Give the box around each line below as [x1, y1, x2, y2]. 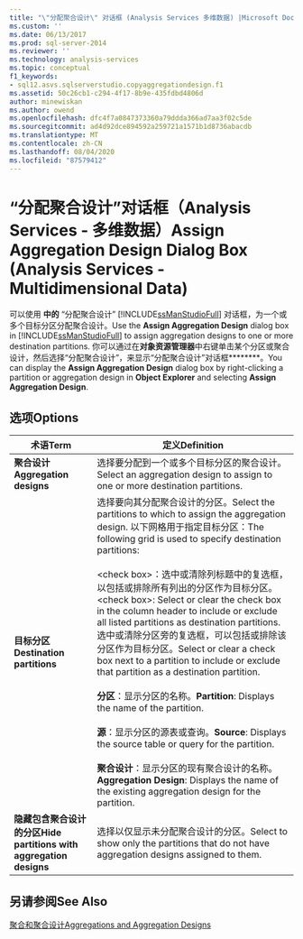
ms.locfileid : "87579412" [9, 155, 106, 165]
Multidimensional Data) [9, 278, 188, 299]
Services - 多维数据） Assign [9, 220, 225, 240]
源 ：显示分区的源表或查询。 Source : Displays [96, 726, 287, 739]
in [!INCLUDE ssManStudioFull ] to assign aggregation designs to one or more [9, 330, 294, 341]
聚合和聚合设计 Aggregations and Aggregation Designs [9, 919, 212, 930]
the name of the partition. [96, 702, 205, 714]
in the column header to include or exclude [96, 605, 278, 618]
